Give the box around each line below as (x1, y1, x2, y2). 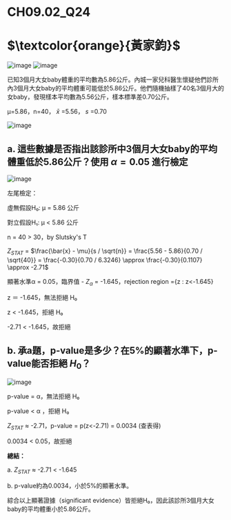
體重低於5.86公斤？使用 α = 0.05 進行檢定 (7, 156, 188, 168)
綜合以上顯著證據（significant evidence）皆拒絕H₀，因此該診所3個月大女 (7, 497, 215, 505)
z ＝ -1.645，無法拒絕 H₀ (7, 293, 78, 301)
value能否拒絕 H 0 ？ (7, 357, 91, 372)
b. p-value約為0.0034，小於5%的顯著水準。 (7, 481, 133, 490)
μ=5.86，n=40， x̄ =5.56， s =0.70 (7, 108, 107, 116)
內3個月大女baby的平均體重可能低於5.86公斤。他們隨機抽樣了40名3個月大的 (7, 84, 224, 93)
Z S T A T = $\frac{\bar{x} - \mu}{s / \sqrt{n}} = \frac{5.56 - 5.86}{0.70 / (7, 247, 203, 256)
